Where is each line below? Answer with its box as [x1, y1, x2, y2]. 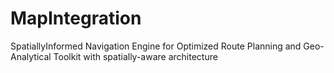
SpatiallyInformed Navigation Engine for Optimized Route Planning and [10, 40, 302, 52]
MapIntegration [10, 7, 142, 30]
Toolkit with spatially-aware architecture [53, 50, 218, 62]
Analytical [10, 50, 52, 62]
